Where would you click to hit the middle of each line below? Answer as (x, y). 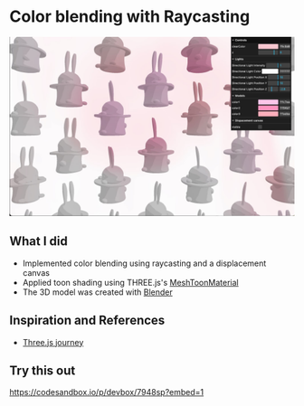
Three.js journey (53, 342)
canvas (36, 272)
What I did (38, 241)
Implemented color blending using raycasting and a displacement (144, 263)
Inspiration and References (87, 321)
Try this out (43, 370)
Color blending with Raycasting (130, 17)
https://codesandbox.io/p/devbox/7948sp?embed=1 (107, 392)
